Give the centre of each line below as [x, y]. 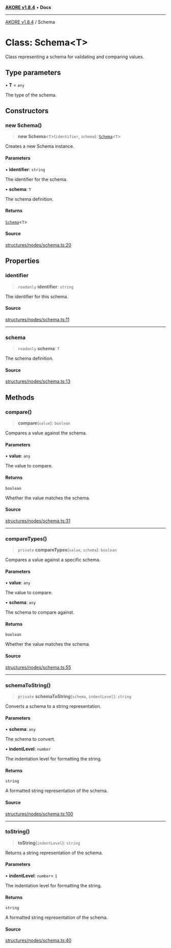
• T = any [15, 85]
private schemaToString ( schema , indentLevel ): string [74, 696]
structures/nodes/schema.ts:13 [38, 381]
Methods [20, 397]
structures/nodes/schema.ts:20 [38, 245]
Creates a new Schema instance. [40, 146]
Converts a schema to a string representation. [53, 706]
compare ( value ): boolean [44, 423]
